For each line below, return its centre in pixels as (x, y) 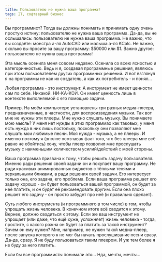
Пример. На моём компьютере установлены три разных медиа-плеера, (80, 108)
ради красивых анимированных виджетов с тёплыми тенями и (70, 168)
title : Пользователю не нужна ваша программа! (53, 9)
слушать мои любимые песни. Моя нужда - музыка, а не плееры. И (75, 133)
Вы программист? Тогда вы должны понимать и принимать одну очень (79, 28)
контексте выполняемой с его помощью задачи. (55, 98)
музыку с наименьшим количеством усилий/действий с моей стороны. (79, 149)
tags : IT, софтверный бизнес (34, 14)
